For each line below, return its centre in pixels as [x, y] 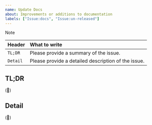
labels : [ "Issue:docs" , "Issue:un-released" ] [52, 19]
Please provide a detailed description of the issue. [87, 61]
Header [16, 45]
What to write [46, 45]
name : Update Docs [24, 10]
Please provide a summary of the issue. [75, 53]
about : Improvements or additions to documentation [59, 14]
